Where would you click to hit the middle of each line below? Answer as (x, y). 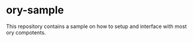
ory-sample (35, 10)
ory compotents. (26, 32)
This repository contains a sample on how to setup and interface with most (97, 26)
